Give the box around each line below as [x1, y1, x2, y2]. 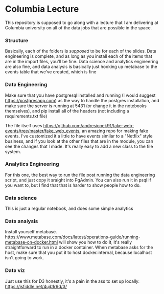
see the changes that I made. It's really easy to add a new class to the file [5, 143, 153, 149]
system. [5, 148, 21, 155]
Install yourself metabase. [5, 229, 57, 235]
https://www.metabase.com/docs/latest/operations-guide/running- [5, 234, 141, 240]
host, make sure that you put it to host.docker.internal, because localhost [5, 249, 152, 255]
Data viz [5, 267, 25, 274]
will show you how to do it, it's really [58, 239, 132, 245]
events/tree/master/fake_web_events [5, 128, 80, 134]
